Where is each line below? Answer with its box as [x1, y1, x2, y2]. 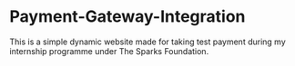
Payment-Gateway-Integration [9, 6, 246, 27]
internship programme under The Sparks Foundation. [9, 45, 209, 56]
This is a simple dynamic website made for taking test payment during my [9, 36, 287, 47]
